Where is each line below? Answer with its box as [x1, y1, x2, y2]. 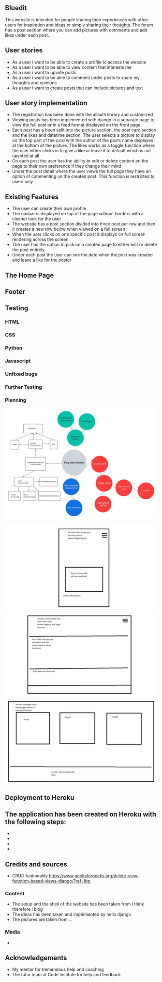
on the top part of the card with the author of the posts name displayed [12, 138, 154, 143]
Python [5, 345, 23, 351]
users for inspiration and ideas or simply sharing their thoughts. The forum [5, 22, 153, 28]
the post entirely [12, 247, 45, 253]
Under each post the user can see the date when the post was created [12, 252, 153, 258]
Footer [5, 288, 26, 296]
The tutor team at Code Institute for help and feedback [12, 972, 121, 978]
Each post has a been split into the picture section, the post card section [12, 127, 156, 133]
